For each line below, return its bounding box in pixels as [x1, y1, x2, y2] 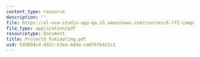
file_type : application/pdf [6, 25, 76, 31]
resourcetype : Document [6, 31, 65, 37]
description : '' [6, 14, 46, 20]
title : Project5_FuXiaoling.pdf [6, 36, 86, 42]
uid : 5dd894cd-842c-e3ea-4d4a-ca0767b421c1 [6, 42, 116, 48]
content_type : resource [6, 8, 65, 15]
